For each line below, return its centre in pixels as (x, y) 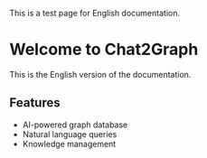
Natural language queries (70, 134)
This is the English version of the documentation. (100, 74)
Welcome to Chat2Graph (104, 50)
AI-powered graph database (75, 125)
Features (35, 103)
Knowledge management (69, 144)
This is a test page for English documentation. (95, 13)
